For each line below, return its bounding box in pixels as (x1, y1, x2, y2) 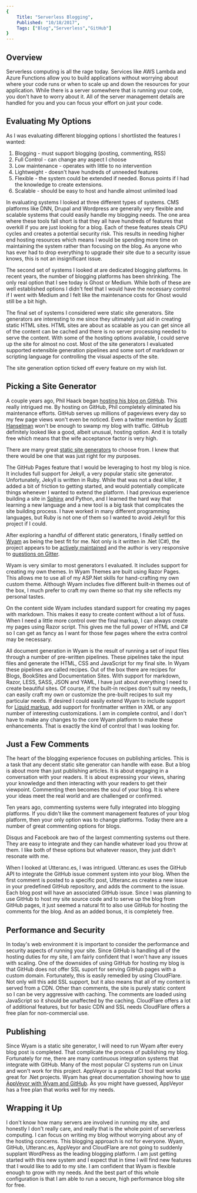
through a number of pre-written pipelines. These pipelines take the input (6, 653, 184, 660)
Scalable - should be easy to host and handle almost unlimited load (14, 187, 178, 194)
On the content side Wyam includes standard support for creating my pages (6, 604, 191, 612)
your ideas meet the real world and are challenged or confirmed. (6, 792, 163, 799)
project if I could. (6, 520, 47, 527)
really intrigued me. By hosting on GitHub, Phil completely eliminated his (6, 403, 181, 410)
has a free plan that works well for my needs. (6, 1086, 116, 1093)
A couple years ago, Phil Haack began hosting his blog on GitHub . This (6, 397, 178, 404)
